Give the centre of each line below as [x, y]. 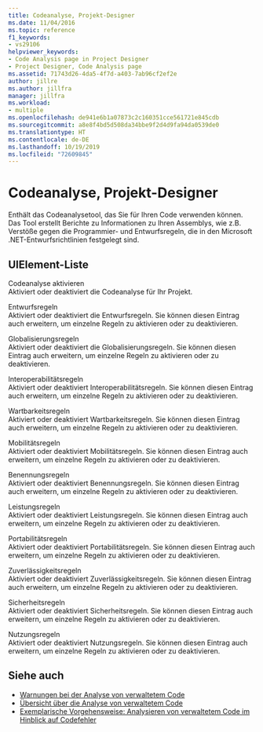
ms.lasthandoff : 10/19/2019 [54, 147]
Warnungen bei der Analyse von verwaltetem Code [102, 694]
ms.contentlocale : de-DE [49, 139]
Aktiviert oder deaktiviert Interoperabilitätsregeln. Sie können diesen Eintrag [131, 387]
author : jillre [33, 81]
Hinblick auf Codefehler [58, 719]
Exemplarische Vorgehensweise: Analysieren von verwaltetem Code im [134, 711]
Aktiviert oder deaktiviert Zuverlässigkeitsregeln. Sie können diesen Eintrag [130, 579]
